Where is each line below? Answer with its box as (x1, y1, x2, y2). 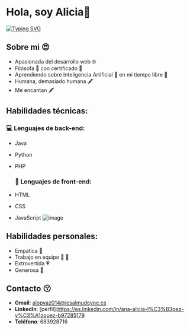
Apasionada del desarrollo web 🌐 (14, 58, 96, 65)
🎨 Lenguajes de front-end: (14, 177, 92, 186)
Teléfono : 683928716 (14, 318, 68, 325)
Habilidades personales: (6, 231, 98, 242)
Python (14, 151, 33, 158)
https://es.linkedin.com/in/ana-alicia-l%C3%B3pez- (57, 306, 184, 313)
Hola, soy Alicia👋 (6, 5, 91, 19)
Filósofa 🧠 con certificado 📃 (14, 65, 83, 72)
